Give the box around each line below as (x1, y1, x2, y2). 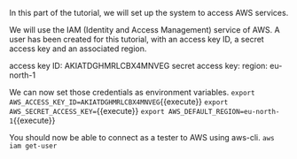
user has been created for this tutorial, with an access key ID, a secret (9, 34, 264, 44)
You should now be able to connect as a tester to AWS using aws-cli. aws (9, 132, 275, 142)
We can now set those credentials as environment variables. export (9, 87, 255, 97)
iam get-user (9, 141, 58, 150)
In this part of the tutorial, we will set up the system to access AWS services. (9, 8, 289, 18)
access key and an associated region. (9, 43, 147, 54)
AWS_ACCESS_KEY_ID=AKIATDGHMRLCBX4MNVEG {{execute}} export (9, 96, 229, 107)
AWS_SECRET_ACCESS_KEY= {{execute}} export (9, 106, 166, 116)
